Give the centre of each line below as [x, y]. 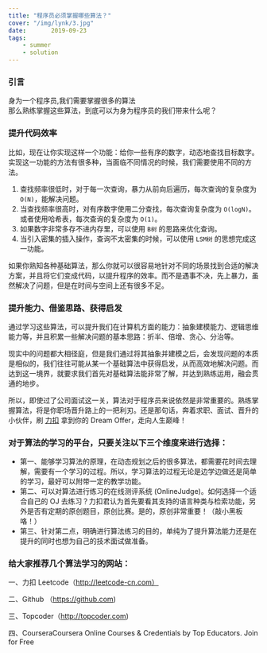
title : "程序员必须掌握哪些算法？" [60, 16]
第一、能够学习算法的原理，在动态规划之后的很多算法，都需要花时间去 [135, 461]
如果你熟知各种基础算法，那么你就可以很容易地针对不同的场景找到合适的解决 [133, 265]
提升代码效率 [33, 134]
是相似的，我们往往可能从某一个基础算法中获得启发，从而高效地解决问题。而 [133, 363]
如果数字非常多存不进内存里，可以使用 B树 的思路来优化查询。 [120, 228]
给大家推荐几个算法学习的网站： [70, 564]
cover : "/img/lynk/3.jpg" [51, 23]
